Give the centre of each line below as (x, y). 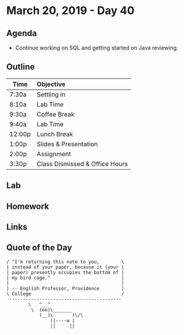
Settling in (51, 94)
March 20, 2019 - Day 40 (70, 11)
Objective (51, 84)
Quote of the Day (39, 248)
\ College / (65, 294)
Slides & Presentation (67, 144)
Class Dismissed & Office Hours (82, 164)
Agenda (22, 33)
